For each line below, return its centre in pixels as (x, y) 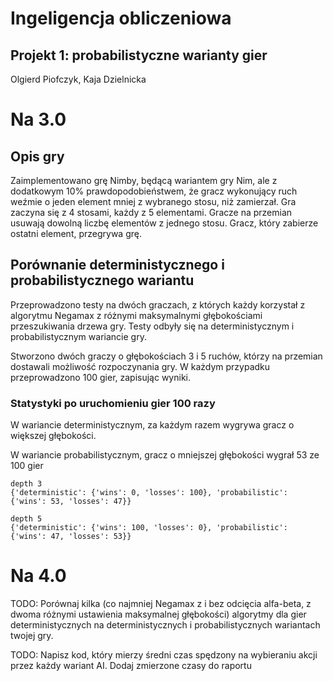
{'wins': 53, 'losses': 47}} (71, 502)
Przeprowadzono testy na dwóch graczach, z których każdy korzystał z (158, 304)
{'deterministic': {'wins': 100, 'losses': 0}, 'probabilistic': (149, 528)
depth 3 (26, 484)
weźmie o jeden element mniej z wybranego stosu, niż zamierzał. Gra (153, 201)
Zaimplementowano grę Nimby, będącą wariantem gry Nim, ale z (144, 180)
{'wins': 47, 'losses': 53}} (71, 537)
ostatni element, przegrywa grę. (76, 233)
